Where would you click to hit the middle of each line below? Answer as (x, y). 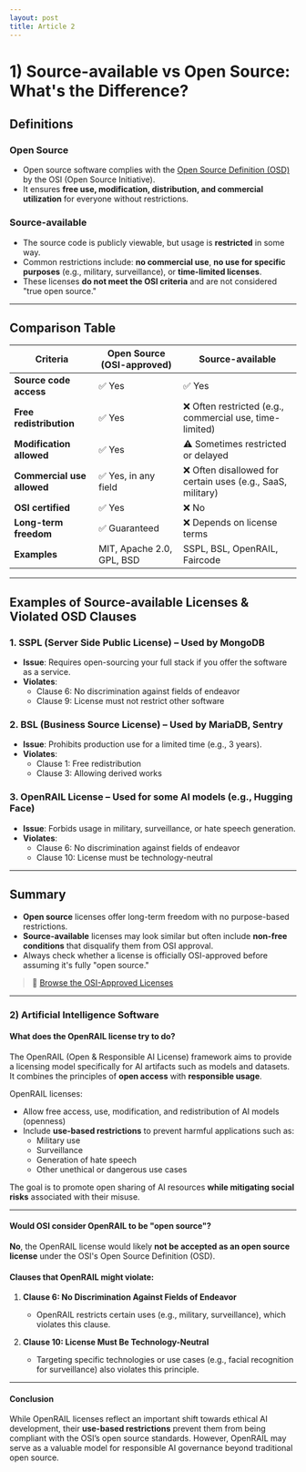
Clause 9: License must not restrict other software (130, 701)
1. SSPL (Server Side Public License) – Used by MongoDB (138, 642)
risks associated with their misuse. (75, 1196)
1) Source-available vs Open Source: (150, 72)
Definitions (41, 124)
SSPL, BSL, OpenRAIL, (230, 549)
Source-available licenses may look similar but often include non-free (155, 935)
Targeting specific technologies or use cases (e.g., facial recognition (165, 1360)
